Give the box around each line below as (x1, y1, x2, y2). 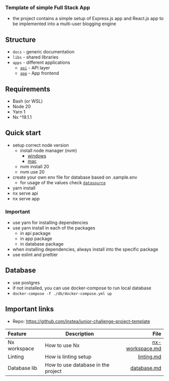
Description (65, 330, 94, 337)
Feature (8, 330, 27, 337)
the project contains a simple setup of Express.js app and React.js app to (12, 16, 164, 22)
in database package (20, 241, 64, 247)
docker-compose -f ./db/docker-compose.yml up (12, 291, 112, 296)
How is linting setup (45, 353, 92, 360)
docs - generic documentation (12, 49, 74, 55)
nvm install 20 (20, 163, 49, 170)
